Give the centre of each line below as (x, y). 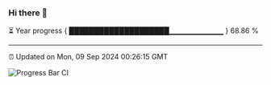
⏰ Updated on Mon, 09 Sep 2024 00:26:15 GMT (88, 57)
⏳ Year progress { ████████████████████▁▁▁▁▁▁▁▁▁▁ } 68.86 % (133, 30)
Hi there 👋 (28, 13)
